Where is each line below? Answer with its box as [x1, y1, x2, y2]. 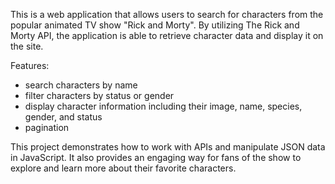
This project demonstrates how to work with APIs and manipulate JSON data [10, 141, 326, 153]
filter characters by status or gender [24, 90, 175, 101]
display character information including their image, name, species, [24, 100, 303, 112]
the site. [10, 40, 44, 52]
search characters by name [24, 79, 138, 91]
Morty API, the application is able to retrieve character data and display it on [10, 30, 324, 41]
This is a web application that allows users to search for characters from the [10, 9, 324, 20]
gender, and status [24, 111, 103, 123]
